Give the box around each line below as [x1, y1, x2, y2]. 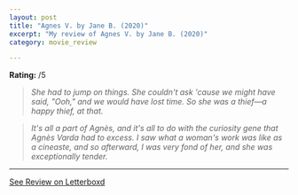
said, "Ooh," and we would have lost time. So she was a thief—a [30, 97, 268, 107]
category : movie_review [9, 37, 98, 47]
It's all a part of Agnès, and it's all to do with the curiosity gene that [30, 123, 278, 134]
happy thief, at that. [30, 105, 104, 116]
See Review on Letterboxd [9, 176, 106, 187]
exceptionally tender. [30, 152, 108, 162]
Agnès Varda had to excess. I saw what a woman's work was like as [30, 132, 283, 143]
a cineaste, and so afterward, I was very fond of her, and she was [30, 142, 273, 152]
